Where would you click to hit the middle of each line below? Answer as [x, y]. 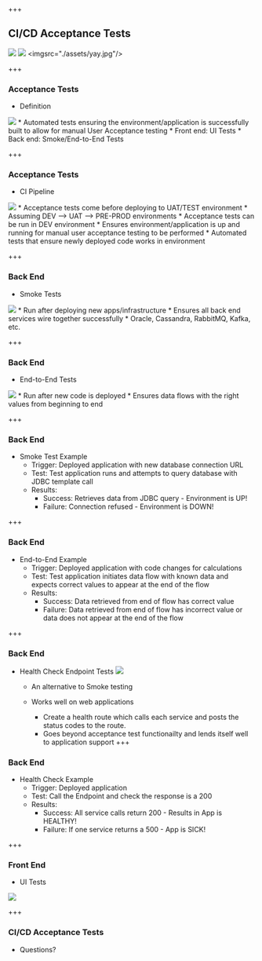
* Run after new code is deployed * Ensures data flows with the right [128, 396]
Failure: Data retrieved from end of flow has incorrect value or [143, 609]
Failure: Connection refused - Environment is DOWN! [128, 506]
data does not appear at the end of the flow [113, 618]
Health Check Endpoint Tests [66, 671]
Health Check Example [56, 780]
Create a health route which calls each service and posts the [141, 717]
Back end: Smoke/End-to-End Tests [66, 139]
